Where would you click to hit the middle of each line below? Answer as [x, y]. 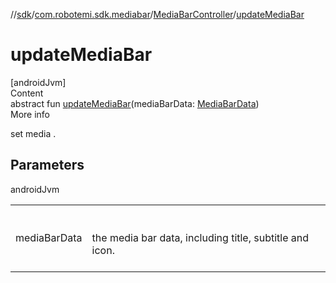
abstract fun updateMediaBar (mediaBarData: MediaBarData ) [135, 103]
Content [27, 93]
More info [30, 114]
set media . [33, 133]
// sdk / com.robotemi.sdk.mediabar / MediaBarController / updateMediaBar [157, 14]
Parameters [47, 165]
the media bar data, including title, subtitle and [200, 237]
